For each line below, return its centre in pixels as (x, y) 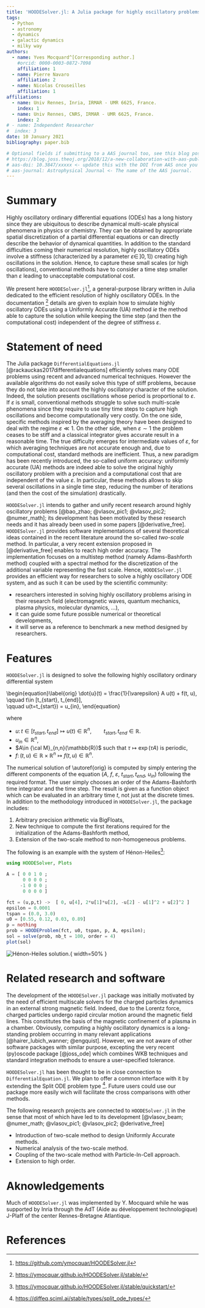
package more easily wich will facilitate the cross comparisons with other (99, 1092)
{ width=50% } (88, 954)
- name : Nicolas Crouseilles (49, 86)
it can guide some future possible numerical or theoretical (88, 614)
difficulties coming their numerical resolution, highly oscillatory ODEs (93, 250)
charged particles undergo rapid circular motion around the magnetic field (99, 1015)
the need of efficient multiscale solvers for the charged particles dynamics (100, 1002)
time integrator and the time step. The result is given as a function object (98, 788)
